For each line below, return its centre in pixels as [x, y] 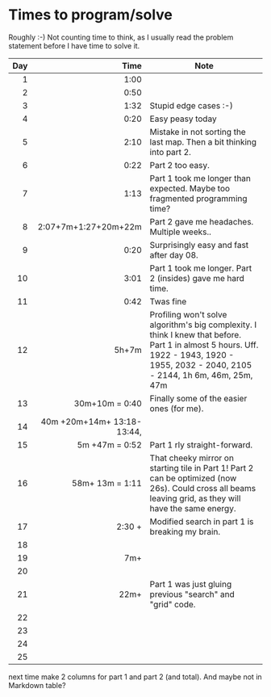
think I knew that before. [196, 334]
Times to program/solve [91, 15]
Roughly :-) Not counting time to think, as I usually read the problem [121, 37]
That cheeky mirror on [192, 458]
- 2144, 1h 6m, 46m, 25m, [201, 375]
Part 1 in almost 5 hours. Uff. [204, 345]
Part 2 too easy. [179, 165]
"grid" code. [173, 604]
